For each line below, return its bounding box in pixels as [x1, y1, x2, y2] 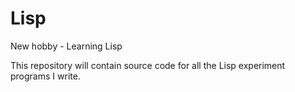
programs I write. [10, 70, 81, 82]
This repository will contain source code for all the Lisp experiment [10, 59, 286, 71]
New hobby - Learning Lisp [10, 40, 123, 52]
